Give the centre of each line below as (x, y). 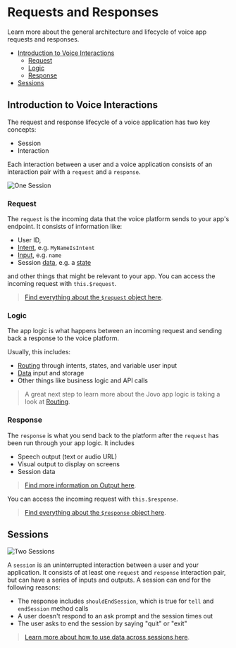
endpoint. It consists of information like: (65, 227)
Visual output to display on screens (68, 464)
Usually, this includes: (39, 352)
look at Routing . (47, 401)
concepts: (22, 129)
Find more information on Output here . (80, 485)
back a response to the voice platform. (63, 338)
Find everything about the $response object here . (95, 512)
